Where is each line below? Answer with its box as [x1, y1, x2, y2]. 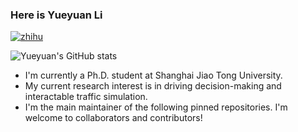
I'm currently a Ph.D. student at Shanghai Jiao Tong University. [24, 69, 283, 82]
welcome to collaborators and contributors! [24, 112, 203, 124]
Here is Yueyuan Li [10, 8, 103, 22]
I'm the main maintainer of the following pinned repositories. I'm [24, 101, 288, 113]
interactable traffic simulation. [24, 91, 148, 103]
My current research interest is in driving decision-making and [24, 80, 282, 92]
